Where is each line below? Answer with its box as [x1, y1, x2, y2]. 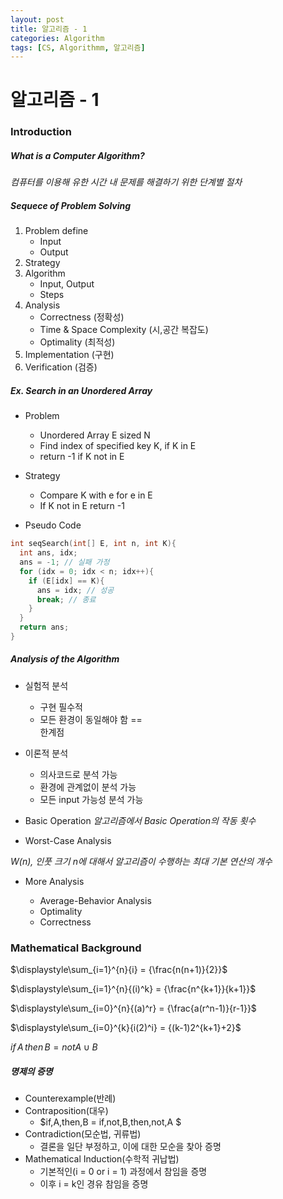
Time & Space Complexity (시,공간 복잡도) [39, 324, 209, 336]
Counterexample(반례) [24, 1092, 117, 1105]
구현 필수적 [39, 701, 83, 713]
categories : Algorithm [10, 33, 105, 43]
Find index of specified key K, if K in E [39, 440, 197, 452]
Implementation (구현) [24, 349, 115, 361]
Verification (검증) [24, 361, 98, 373]
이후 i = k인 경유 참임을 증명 [39, 1178, 149, 1190]
